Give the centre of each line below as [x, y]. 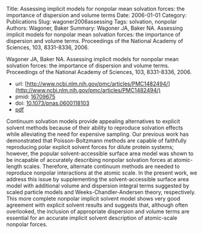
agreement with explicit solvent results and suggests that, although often [97, 205]
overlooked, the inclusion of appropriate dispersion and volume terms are [98, 211]
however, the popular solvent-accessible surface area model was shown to [100, 153]
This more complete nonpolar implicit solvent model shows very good [93, 199]
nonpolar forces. [27, 224]
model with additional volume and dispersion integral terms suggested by [98, 186]
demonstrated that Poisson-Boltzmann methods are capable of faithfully [96, 141]
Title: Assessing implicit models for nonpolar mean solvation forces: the [95, 9]
